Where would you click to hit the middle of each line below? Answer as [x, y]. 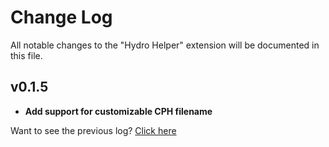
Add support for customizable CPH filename [118, 111]
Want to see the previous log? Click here [93, 130]
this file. [26, 55]
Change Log [61, 17]
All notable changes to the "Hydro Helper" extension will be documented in [165, 45]
